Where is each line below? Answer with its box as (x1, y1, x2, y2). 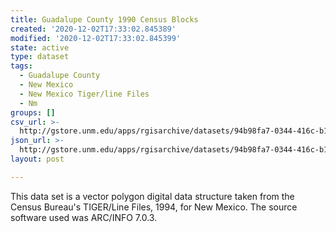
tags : (10, 61, 33, 71)
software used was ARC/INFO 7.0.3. (10, 211, 158, 223)
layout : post (10, 154, 65, 164)
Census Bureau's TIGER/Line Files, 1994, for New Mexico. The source (10, 201, 298, 213)
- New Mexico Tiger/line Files (19, 89, 150, 99)
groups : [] (10, 107, 56, 118)
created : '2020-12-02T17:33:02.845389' (10, 24, 177, 34)
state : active (10, 42, 70, 53)
